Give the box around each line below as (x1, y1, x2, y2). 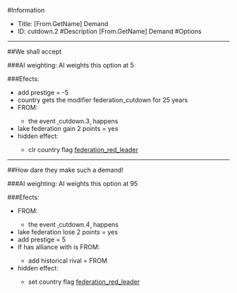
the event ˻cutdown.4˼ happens (28, 220, 119, 228)
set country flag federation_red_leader (28, 278, 140, 286)
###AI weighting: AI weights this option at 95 (7, 180, 138, 187)
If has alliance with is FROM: (17, 243, 100, 251)
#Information (7, 6, 45, 14)
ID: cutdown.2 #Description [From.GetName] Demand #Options (17, 27, 202, 35)
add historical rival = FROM (28, 256, 108, 265)
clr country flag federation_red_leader (28, 146, 139, 154)
